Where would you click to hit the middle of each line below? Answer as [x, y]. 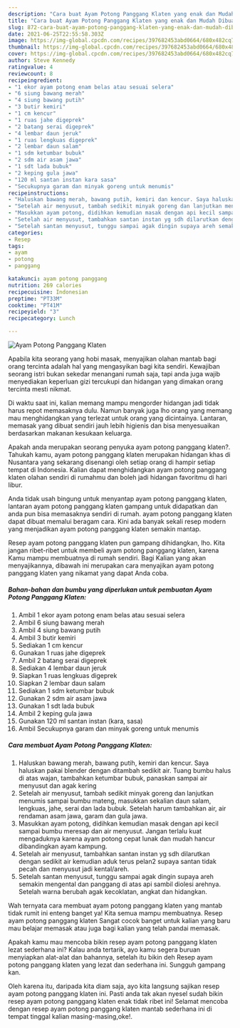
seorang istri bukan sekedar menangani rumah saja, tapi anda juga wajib [114, 374]
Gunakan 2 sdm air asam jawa [63, 698]
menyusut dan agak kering [57, 786]
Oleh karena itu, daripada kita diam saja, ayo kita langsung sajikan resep [114, 986]
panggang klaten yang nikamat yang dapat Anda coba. [89, 573]
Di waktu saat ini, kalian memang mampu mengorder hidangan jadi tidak [114, 403]
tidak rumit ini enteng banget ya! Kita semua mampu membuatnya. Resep [115, 913]
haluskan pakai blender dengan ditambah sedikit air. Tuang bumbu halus [125, 770]
